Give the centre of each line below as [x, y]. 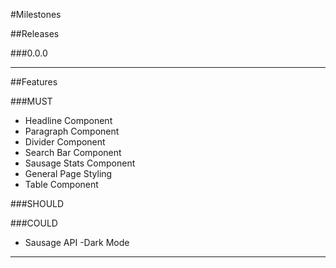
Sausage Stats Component [80, 163]
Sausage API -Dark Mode [77, 242]
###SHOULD [37, 203]
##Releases [35, 33]
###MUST [31, 101]
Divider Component [65, 142]
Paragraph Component [72, 131]
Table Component [61, 184]
